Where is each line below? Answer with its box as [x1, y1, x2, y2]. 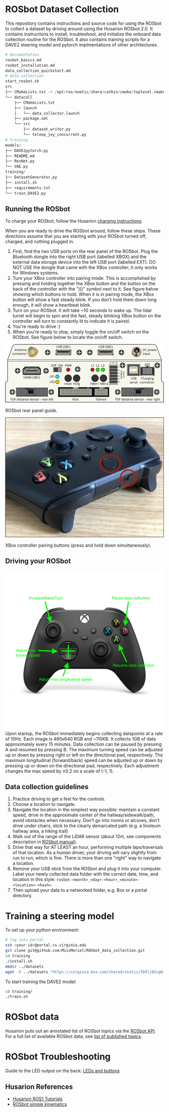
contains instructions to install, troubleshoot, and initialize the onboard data [5, 31, 161, 37]
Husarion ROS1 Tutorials [12, 1095, 63, 1102]
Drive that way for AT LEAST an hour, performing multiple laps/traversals [12, 844, 163, 850]
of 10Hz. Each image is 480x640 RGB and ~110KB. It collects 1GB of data [5, 736, 156, 742]
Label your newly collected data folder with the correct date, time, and [12, 871, 158, 877]
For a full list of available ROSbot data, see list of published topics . [5, 1033, 142, 1039]
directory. [12, 893, 33, 899]
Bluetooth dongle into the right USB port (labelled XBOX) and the [12, 254, 147, 260]
